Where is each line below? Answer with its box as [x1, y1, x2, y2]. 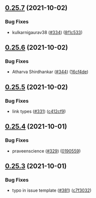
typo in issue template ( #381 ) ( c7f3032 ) [12, 187, 92, 193]
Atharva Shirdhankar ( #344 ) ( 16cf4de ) [12, 69, 89, 75]
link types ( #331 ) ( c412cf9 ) [12, 108, 66, 114]
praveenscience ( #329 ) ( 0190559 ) [12, 148, 81, 154]
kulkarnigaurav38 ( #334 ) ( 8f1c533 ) [12, 29, 83, 35]
